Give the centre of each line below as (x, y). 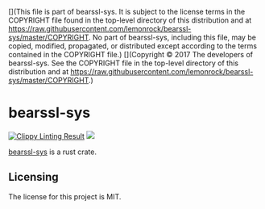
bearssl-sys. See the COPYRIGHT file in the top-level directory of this (124, 63)
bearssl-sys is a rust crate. (52, 152)
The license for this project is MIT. (65, 196)
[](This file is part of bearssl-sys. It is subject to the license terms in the (127, 12)
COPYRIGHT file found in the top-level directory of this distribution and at (130, 20)
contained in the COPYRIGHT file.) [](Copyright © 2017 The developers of (131, 54)
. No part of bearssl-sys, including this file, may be (172, 37)
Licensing (33, 177)
